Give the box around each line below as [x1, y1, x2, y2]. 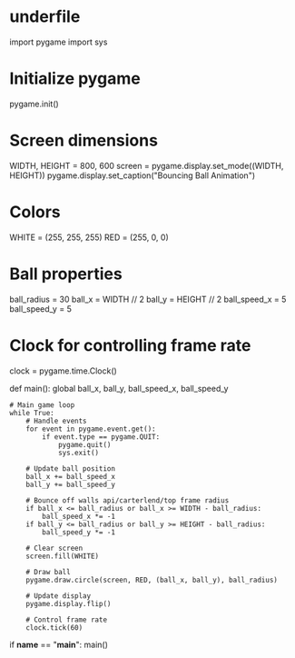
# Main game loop [9, 400, 75, 410]
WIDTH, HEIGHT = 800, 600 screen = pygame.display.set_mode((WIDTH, [9, 160, 284, 171]
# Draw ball [25, 567, 71, 576]
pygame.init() [9, 98, 59, 109]
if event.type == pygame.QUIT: [42, 432, 161, 442]
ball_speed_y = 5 [9, 303, 73, 314]
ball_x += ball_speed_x [25, 472, 116, 481]
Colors [9, 202, 61, 222]
